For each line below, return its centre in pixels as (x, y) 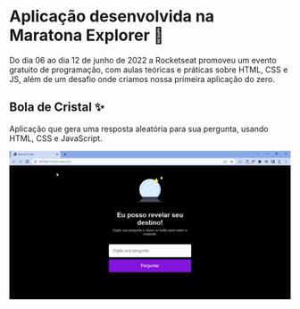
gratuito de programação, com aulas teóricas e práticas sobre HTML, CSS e (149, 70)
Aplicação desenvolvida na (112, 17)
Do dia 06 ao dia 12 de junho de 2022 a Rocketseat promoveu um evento (143, 60)
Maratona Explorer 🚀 (87, 35)
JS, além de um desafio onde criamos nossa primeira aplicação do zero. (142, 79)
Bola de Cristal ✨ (57, 108)
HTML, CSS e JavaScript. (56, 138)
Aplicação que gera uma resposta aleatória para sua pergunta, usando (139, 129)
